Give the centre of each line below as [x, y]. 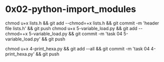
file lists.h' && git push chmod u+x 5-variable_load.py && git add [71, 28]
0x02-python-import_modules [71, 9]
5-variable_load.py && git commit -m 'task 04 [76, 33]
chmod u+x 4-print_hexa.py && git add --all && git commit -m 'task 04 [77, 48]
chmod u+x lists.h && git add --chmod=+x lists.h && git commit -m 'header [82, 23]
